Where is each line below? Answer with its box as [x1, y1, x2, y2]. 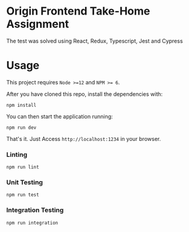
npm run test [6, 192, 40, 198]
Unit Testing [6, 178, 43, 186]
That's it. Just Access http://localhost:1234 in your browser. [6, 135, 161, 142]
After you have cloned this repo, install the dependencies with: [6, 90, 163, 98]
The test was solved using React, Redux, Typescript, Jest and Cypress [6, 37, 184, 44]
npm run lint [6, 164, 40, 171]
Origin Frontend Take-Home [6, 4, 151, 18]
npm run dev [6, 125, 36, 131]
